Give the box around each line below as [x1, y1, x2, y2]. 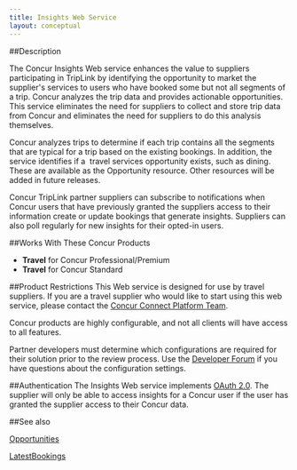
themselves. [9, 119, 54, 130]
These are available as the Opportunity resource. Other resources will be [9, 165, 275, 176]
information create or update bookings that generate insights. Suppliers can [9, 211, 286, 221]
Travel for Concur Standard [21, 264, 123, 275]
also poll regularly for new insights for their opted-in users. [9, 219, 224, 231]
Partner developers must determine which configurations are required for [9, 344, 277, 354]
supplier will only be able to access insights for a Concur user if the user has [9, 389, 289, 400]
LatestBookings [9, 450, 66, 461]
